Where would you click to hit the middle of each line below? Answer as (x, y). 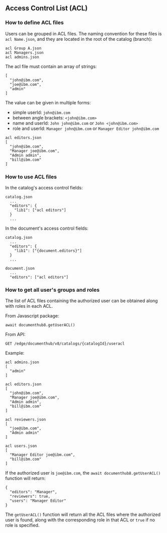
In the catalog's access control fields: (44, 187)
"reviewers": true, (30, 496)
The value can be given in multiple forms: (48, 102)
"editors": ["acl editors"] (39, 277)
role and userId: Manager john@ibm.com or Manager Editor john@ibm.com (86, 128)
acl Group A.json (23, 48)
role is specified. (22, 525)
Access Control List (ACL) (47, 8)
